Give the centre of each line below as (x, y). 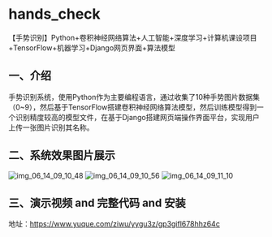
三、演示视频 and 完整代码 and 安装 (97, 203)
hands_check (55, 14)
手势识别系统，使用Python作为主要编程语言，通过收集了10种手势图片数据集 (134, 97)
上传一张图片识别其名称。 (51, 127)
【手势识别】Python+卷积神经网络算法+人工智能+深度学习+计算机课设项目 (133, 37)
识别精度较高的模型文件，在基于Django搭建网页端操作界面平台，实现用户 (137, 117)
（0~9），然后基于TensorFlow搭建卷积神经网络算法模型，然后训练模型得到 (133, 107)
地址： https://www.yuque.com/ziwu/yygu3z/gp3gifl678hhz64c (114, 224)
